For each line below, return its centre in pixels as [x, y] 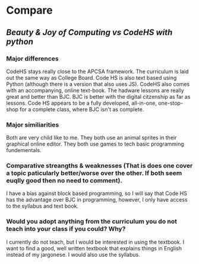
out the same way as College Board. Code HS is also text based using [91, 77]
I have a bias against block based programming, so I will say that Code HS [97, 193]
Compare [30, 10]
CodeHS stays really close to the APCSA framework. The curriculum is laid [97, 71]
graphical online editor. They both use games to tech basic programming [95, 144]
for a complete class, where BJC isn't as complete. [82, 109]
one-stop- [170, 103]
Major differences [32, 58]
